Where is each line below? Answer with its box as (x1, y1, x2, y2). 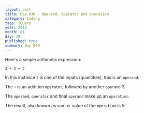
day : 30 (5, 34, 21, 39)
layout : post (5, 7, 31, 12)
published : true (5, 39, 38, 44)
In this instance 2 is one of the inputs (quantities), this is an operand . (5, 74, 139, 80)
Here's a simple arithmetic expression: (5, 56, 81, 62)
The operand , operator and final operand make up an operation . (5, 93, 130, 99)
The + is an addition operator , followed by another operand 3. (5, 83, 126, 90)
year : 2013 (5, 25, 27, 30)
